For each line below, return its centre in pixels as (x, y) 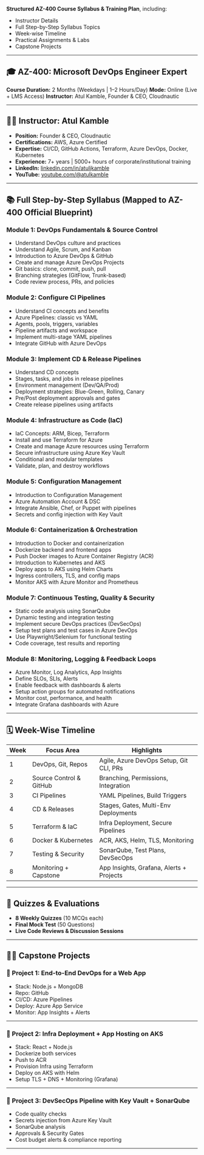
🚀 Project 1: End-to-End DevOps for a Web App (76, 973)
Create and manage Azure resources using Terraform (82, 446)
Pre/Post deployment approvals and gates (67, 398)
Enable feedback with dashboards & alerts (68, 685)
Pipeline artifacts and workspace (56, 330)
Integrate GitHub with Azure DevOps (61, 343)
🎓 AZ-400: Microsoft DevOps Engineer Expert (97, 72)
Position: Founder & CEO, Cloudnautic (63, 136)
